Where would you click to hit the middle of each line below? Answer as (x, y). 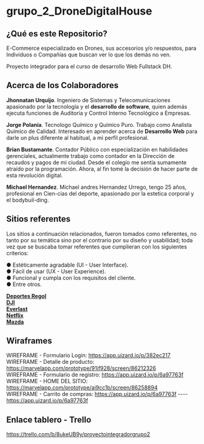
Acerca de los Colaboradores (63, 85)
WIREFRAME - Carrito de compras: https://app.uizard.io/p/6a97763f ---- (97, 394)
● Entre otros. (24, 284)
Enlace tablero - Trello (49, 419)
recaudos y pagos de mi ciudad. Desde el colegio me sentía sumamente (97, 162)
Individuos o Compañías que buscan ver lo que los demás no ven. (89, 55)
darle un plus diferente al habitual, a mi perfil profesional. (77, 137)
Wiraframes (29, 341)
